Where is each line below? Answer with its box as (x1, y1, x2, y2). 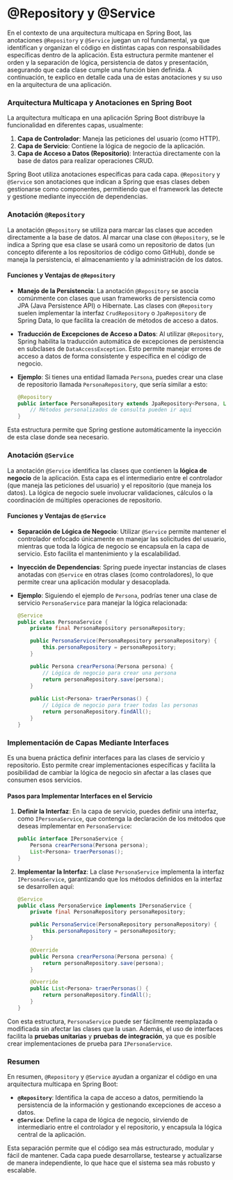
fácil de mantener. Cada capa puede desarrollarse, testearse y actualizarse (7, 1151, 223, 1160)
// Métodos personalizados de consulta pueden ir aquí (30, 407, 193, 414)
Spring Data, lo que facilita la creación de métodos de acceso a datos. (17, 316, 219, 324)
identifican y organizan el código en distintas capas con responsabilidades (7, 43, 221, 52)
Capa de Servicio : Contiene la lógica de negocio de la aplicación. (17, 142, 205, 150)
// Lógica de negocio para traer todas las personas (42, 702, 199, 709)
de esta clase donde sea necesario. (7, 433, 109, 441)
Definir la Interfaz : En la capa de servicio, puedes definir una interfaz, (17, 807, 218, 816)
